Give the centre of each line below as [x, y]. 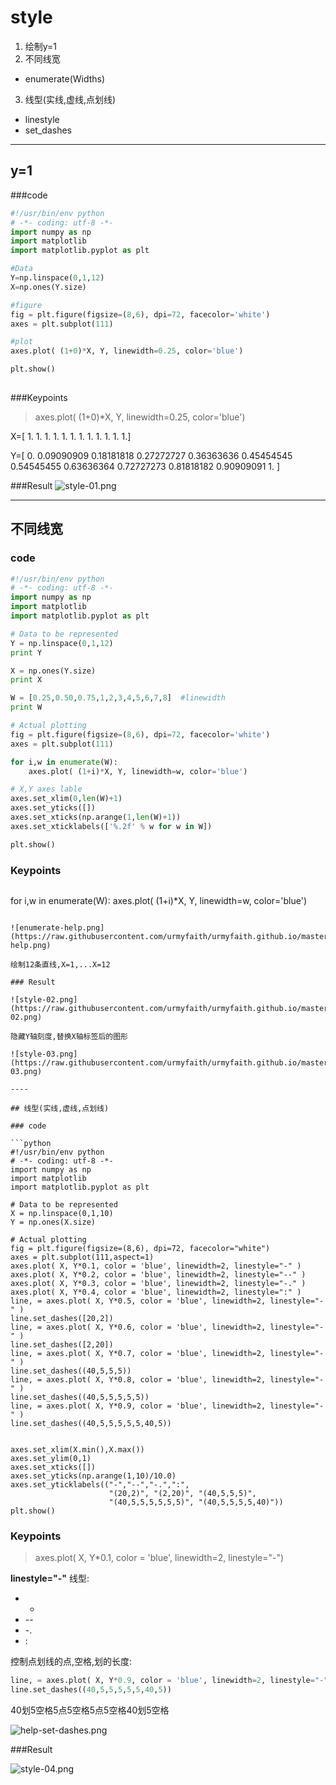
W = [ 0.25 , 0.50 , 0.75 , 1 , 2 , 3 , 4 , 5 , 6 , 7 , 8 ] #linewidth [118, 698]
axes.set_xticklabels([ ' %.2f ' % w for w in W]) [111, 826]
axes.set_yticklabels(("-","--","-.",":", [100, 1484]
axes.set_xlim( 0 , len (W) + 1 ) [66, 799]
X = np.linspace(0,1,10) [62, 1213]
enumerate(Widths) [65, 78]
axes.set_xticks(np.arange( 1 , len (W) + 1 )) [96, 817]
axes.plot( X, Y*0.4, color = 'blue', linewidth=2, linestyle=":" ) [156, 1292]
